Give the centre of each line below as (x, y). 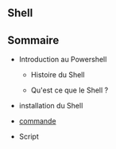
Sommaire (33, 40)
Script (29, 137)
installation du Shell (51, 106)
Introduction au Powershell (63, 60)
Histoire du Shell (58, 75)
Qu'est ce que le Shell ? (70, 90)
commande (37, 121)
